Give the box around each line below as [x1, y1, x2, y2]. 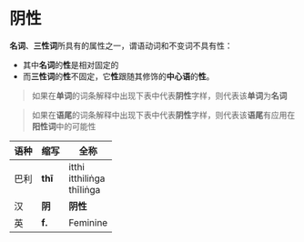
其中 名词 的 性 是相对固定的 [22, 59, 119, 70]
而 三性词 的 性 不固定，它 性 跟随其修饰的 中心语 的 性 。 [22, 70, 215, 82]
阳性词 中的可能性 [31, 120, 96, 132]
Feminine [68, 216, 108, 228]
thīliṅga [68, 183, 101, 196]
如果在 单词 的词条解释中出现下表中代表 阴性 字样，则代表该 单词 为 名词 [31, 90, 288, 101]
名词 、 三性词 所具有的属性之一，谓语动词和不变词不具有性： [9, 40, 233, 51]
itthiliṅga [68, 172, 106, 185]
